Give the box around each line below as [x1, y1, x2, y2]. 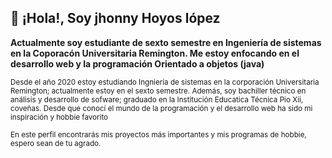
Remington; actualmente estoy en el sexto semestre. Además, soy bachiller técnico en [10, 86, 307, 96]
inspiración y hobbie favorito [10, 112, 109, 122]
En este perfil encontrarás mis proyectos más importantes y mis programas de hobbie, [10, 129, 307, 140]
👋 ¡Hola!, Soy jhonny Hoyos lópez [10, 10, 221, 27]
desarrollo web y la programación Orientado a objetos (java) [10, 57, 265, 70]
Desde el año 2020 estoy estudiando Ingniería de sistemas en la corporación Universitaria [10, 77, 320, 87]
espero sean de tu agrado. [10, 138, 102, 148]
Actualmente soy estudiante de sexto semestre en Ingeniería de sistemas [10, 36, 322, 48]
